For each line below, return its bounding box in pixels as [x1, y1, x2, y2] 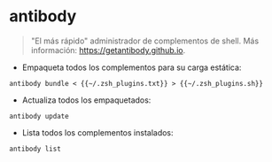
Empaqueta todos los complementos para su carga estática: [21, 62, 242, 73]
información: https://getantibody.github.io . [30, 44, 186, 55]
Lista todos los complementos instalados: [21, 127, 175, 138]
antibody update [9, 112, 69, 120]
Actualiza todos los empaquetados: [21, 95, 152, 105]
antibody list [9, 144, 62, 153]
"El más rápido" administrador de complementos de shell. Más [30, 35, 260, 46]
